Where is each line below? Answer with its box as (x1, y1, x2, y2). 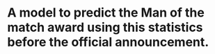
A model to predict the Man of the (7, 5, 205, 21)
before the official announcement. (7, 35, 209, 50)
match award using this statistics (7, 19, 203, 35)
